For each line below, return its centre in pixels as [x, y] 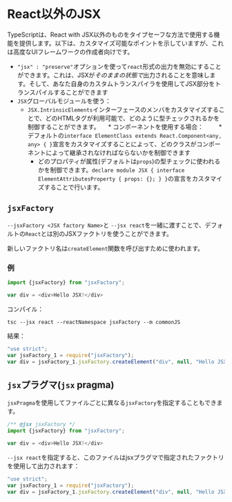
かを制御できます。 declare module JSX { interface [111, 170]
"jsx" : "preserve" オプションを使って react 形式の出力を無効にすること [119, 66]
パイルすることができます [72, 92]
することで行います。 [74, 187]
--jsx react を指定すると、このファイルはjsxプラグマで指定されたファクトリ [116, 457]
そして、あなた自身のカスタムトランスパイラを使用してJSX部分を [122, 83]
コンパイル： [25, 309]
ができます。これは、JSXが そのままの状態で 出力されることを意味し [113, 75]
